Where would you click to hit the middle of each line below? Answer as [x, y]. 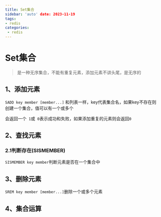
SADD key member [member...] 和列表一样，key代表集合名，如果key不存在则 [81, 102]
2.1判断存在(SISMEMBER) [35, 151]
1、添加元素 [23, 89]
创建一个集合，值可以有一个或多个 [39, 108]
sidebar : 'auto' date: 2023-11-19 [40, 14]
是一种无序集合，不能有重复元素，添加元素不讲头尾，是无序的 [79, 72]
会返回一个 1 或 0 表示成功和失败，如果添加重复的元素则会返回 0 [68, 118]
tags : [10, 19]
